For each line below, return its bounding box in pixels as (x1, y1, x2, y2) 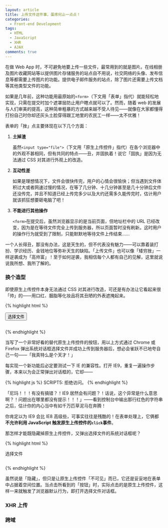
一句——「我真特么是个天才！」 (9, 352, 75, 358)
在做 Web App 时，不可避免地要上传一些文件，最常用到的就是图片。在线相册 (5, 64, 162, 70)
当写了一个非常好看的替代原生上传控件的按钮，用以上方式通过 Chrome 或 (5, 339, 156, 345)
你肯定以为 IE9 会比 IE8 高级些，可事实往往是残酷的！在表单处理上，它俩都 (5, 413, 159, 419)
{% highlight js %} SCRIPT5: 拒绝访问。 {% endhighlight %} (5, 379, 128, 385)
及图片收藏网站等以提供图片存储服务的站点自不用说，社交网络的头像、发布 (5, 70, 158, 76)
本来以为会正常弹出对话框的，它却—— (13, 368, 93, 374)
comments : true (5, 49, 37, 54)
